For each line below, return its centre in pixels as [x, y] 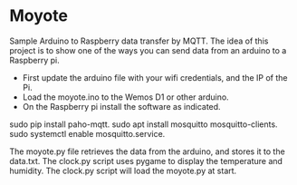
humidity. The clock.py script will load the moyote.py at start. [123, 170]
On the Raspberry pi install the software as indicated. [121, 106]
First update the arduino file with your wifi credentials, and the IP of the [155, 77]
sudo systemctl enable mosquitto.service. [87, 133]
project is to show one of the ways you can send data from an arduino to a [148, 50]
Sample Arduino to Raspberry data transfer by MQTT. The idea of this [139, 41]
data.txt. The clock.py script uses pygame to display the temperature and [146, 161]
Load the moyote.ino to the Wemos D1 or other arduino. [125, 97]
